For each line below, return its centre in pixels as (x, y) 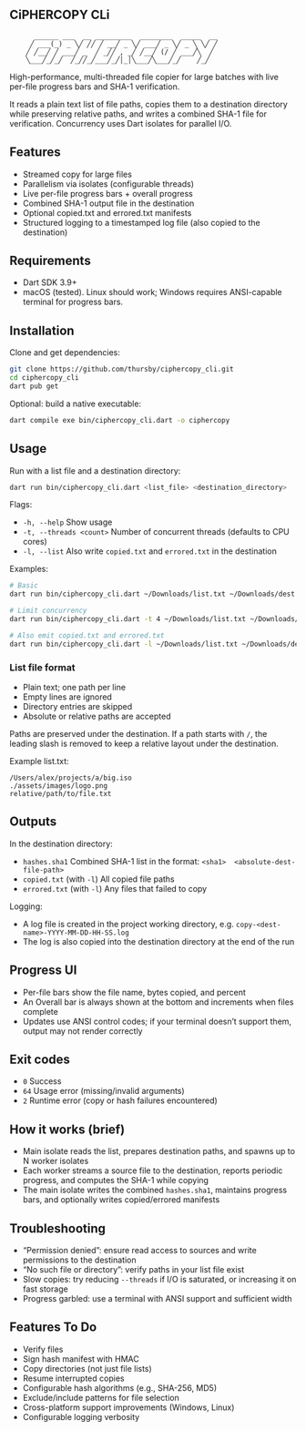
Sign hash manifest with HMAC (81, 1359)
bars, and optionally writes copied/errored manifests (121, 1200)
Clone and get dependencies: (65, 353)
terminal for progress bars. (73, 302)
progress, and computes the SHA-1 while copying (116, 1181)
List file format (42, 667)
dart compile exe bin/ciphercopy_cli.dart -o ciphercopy (120, 420)
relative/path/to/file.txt (61, 793)
